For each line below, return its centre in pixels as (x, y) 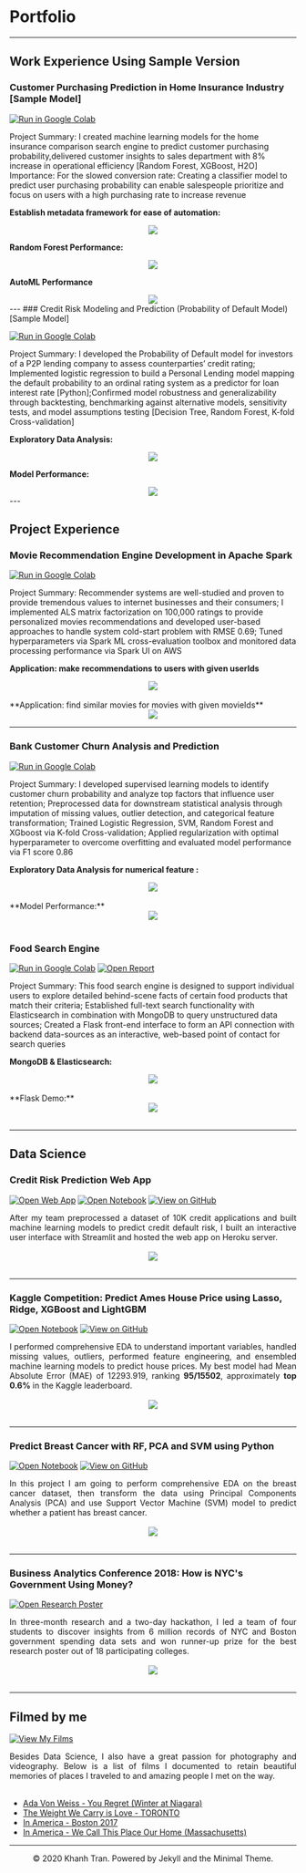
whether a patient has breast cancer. (78, 1513)
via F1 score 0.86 (41, 852)
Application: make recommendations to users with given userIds (134, 668)
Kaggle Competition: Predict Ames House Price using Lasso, (146, 1298)
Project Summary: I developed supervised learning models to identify (139, 784)
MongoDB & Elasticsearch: (61, 1061)
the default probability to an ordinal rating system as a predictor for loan (144, 383)
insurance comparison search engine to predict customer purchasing (139, 146)
